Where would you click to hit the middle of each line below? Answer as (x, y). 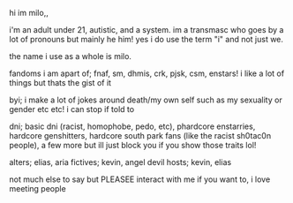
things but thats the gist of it (60, 83)
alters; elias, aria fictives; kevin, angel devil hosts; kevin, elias (120, 162)
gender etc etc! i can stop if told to (72, 109)
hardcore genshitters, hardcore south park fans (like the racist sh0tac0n (140, 135)
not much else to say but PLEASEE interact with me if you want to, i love (140, 179)
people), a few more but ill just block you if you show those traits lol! (133, 145)
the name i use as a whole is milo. (71, 56)
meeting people (38, 188)
